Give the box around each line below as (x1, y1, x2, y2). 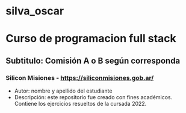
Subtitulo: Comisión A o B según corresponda (5, 55, 181, 66)
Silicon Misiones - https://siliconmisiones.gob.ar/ (5, 73, 154, 82)
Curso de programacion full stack (5, 32, 177, 46)
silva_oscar (5, 4, 64, 18)
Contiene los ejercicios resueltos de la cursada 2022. (14, 100, 147, 108)
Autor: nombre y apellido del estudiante (14, 87, 113, 94)
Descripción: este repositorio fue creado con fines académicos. (14, 94, 173, 101)
